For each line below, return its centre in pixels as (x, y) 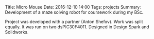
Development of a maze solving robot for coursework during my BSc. (74, 12)
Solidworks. (17, 32)
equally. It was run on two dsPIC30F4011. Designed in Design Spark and (77, 27)
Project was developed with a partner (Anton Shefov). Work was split (74, 22)
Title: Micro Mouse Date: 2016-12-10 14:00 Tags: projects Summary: (73, 7)
